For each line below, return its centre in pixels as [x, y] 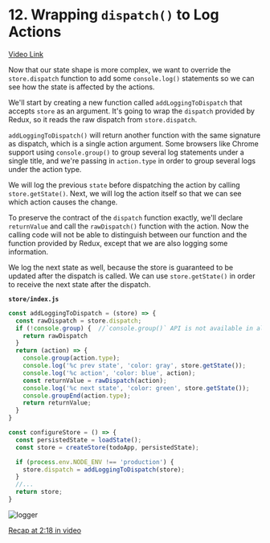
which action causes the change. [63, 202]
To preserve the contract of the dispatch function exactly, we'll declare [126, 217]
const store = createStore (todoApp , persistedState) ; [107, 447]
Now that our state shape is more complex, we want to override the [120, 69]
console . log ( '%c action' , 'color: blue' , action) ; [109, 373]
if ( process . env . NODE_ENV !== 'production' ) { [95, 462]
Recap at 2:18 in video [45, 530]
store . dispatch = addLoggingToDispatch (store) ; [104, 469]
